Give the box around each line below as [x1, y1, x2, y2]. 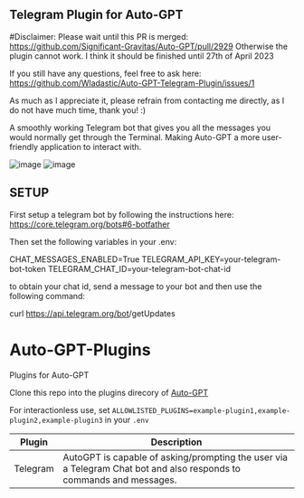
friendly [9, 141, 39, 152]
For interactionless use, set [9, 404, 110, 415]
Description [150, 436, 203, 448]
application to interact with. [40, 141, 142, 152]
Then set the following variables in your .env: [9, 236, 177, 247]
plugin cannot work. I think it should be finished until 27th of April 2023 [9, 50, 274, 61]
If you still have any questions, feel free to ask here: [9, 68, 202, 79]
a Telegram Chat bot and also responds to [62, 462, 242, 475]
